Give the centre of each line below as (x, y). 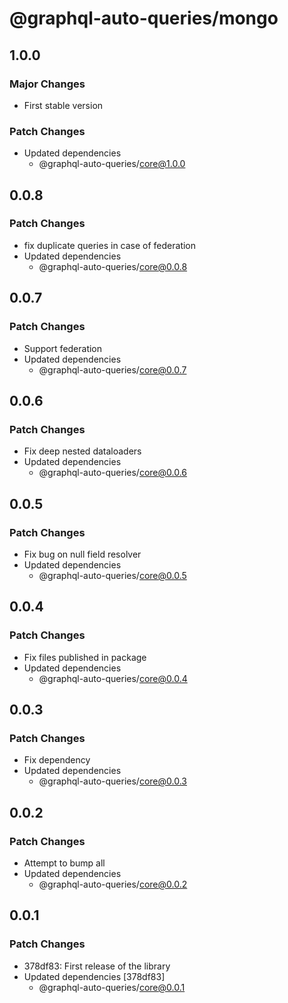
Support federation (63, 348)
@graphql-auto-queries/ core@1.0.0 (112, 164)
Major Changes (47, 84)
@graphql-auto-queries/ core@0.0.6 (113, 473)
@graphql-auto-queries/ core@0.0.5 (112, 575)
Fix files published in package (85, 657)
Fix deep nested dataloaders (82, 451)
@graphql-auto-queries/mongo (144, 18)
